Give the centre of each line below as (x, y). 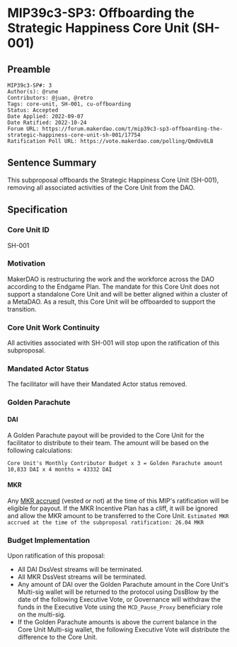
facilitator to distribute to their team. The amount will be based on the (108, 442)
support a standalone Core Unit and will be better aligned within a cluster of (117, 294)
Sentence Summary (52, 163)
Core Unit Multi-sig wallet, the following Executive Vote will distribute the (123, 630)
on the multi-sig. (41, 614)
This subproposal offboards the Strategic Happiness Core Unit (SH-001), (113, 180)
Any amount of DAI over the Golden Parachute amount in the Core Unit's (123, 585)
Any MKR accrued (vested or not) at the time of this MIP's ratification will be (118, 500)
